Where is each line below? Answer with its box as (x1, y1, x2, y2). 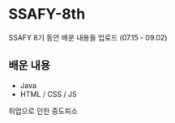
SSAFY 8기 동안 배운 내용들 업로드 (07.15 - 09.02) (8, 32, 168, 42)
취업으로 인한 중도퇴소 (8, 106, 79, 116)
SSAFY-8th (8, 5, 86, 23)
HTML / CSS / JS (19, 89, 77, 99)
